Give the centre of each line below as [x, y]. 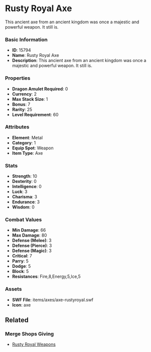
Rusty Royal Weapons [34, 344]
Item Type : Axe [27, 153]
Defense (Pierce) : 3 [32, 246]
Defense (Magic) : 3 [32, 251]
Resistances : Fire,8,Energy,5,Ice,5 [46, 276]
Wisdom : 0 [23, 207]
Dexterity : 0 [24, 181]
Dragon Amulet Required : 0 [40, 89]
